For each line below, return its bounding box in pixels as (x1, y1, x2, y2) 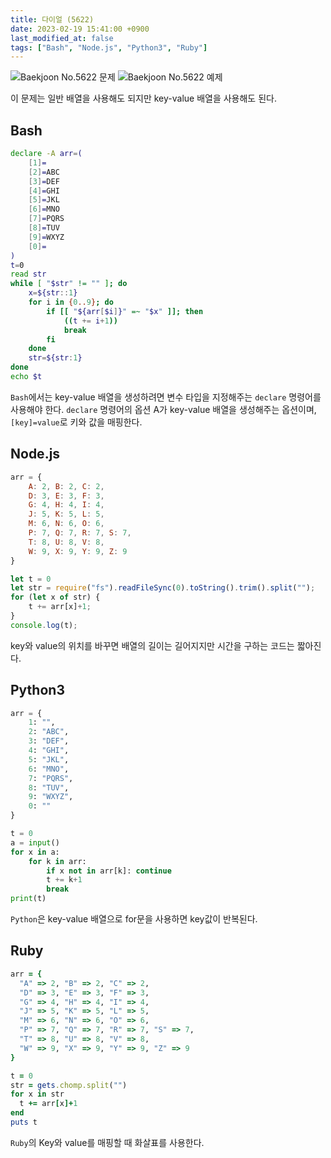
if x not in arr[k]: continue (46, 866, 172, 876)
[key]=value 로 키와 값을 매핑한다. (10, 416, 143, 428)
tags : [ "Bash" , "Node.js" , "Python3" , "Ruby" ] (10, 42, 208, 53)
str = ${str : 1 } (28, 353, 83, 363)
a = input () (10, 837, 60, 848)
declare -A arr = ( (10, 149, 83, 159)
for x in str (10, 1089, 65, 1100)
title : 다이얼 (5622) (10, 14, 95, 25)
